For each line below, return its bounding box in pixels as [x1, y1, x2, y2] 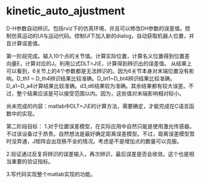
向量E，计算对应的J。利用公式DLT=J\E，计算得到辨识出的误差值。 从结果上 [6, 60, 193, 67]
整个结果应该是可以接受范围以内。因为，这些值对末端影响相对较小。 [16, 90, 184, 97]
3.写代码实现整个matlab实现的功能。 [6, 170, 96, 178]
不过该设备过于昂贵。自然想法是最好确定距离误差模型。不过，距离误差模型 [6, 130, 190, 137]
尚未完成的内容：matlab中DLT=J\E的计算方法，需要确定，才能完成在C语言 [6, 102, 190, 109]
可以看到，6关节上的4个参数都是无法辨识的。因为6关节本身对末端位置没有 [6, 67, 190, 74]
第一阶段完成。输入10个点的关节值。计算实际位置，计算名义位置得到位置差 [6, 52, 190, 59]
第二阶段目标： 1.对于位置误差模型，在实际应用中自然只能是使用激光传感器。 [6, 123, 195, 130]
